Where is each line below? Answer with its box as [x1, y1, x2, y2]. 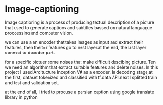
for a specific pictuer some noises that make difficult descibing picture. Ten [5, 59, 156, 65]
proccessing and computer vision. [5, 30, 73, 35]
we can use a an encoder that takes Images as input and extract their [5, 39, 144, 45]
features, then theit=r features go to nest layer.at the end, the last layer [5, 44, 147, 50]
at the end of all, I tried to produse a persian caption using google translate [5, 89, 154, 95]
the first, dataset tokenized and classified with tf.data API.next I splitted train [5, 74, 157, 80]
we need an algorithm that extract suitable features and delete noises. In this [5, 64, 158, 70]
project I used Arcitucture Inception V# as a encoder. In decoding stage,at [5, 69, 153, 75]
